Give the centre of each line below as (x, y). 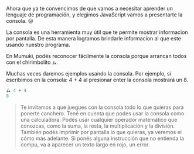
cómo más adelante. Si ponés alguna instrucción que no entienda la (102, 138)
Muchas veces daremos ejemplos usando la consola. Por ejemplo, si (89, 73)
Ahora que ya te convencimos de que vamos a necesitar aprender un (89, 8)
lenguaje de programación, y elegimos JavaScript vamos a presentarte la (94, 15)
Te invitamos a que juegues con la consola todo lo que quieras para (102, 107)
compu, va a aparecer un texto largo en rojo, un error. (85, 144)
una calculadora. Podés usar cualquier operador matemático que (99, 119)
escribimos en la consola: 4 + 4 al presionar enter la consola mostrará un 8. (97, 80)
